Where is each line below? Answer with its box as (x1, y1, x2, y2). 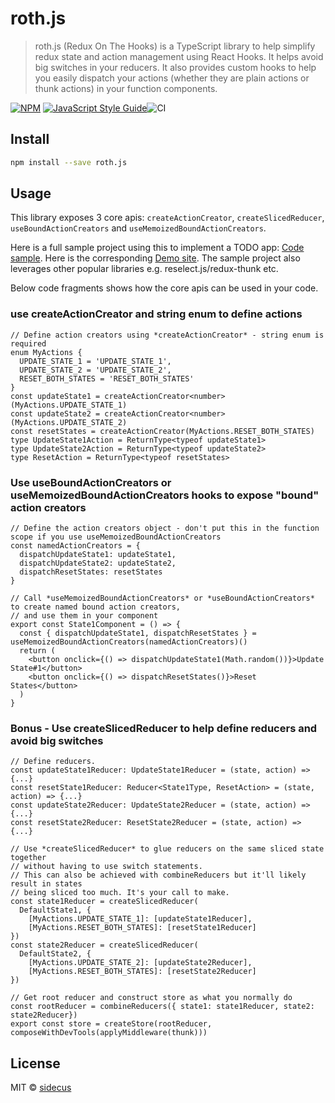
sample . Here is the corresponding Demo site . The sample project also (10, 252, 301, 264)
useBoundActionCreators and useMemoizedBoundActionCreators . (10, 222, 267, 234)
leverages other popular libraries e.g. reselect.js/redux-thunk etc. (10, 263, 279, 275)
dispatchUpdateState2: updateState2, (19, 558, 177, 569)
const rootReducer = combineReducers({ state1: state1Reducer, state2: (10, 1002, 315, 1012)
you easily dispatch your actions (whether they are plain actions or (34, 72, 310, 84)
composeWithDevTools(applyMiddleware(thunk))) (10, 1028, 208, 1038)
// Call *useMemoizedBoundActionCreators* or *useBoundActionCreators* (10, 593, 315, 604)
